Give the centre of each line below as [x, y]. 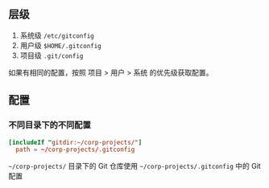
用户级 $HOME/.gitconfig [61, 45]
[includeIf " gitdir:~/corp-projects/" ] [75, 142]
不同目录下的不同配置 [50, 125]
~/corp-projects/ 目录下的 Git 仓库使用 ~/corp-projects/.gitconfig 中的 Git [135, 166]
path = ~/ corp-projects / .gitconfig [75, 150]
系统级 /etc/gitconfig [57, 35]
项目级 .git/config [52, 55]
